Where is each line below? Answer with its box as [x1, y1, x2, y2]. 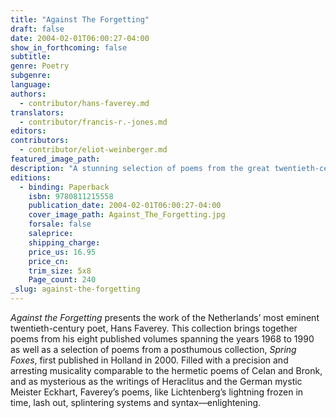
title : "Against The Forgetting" [10, 14, 150, 25]
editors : [10, 126, 47, 136]
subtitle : [10, 52, 52, 62]
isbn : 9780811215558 [28, 191, 114, 201]
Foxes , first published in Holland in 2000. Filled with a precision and [10, 354, 289, 366]
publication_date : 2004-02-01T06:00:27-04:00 [28, 201, 222, 211]
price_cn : [28, 256, 70, 266]
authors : [10, 89, 47, 99]
